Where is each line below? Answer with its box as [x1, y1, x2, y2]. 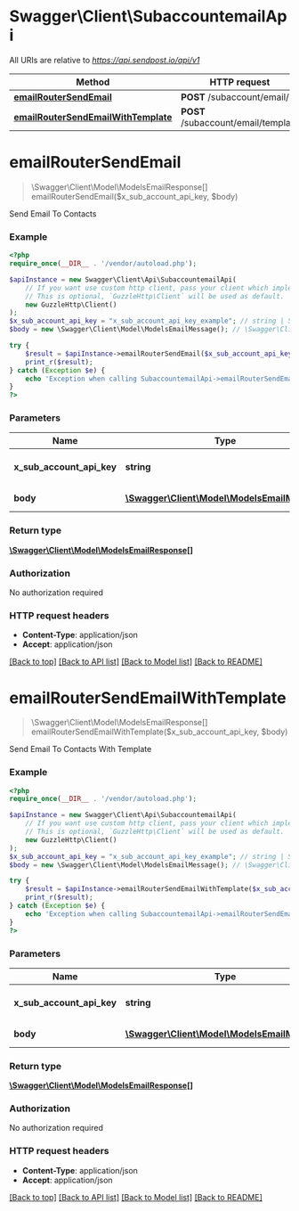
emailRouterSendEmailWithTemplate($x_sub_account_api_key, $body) [30, 726, 288, 737]
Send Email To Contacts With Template [9, 744, 152, 755]
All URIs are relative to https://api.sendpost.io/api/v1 [9, 54, 200, 65]
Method [76, 76, 110, 88]
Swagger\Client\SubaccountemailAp [9, 6, 287, 27]
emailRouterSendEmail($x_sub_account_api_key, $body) [30, 191, 238, 201]
